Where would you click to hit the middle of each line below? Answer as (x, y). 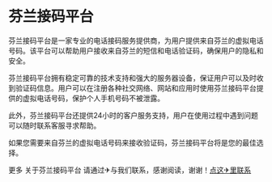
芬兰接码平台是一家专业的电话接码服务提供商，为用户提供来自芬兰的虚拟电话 (136, 40)
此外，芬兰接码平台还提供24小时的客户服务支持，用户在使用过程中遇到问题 (134, 115)
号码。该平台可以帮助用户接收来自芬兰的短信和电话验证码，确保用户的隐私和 (136, 50)
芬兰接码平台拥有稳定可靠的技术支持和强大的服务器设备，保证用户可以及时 (132, 78)
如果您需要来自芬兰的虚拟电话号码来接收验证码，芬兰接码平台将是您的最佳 (132, 142)
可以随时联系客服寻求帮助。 (55, 125)
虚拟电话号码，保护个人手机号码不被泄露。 (93, 98)
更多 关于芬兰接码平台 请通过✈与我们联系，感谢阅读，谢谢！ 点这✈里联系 (130, 170)
